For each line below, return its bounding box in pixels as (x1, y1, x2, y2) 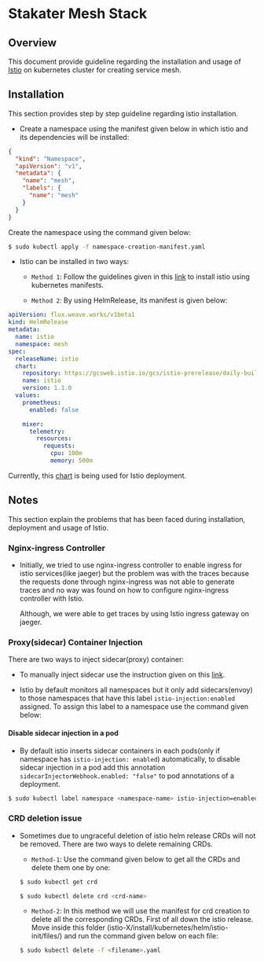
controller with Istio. (19, 594, 84, 604)
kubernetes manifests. (31, 281, 104, 290)
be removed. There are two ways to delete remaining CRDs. (19, 839, 214, 849)
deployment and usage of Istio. (8, 523, 108, 532)
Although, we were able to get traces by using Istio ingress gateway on (19, 609, 250, 619)
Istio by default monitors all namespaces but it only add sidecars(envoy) (19, 685, 253, 695)
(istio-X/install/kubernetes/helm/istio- (107, 923, 229, 932)
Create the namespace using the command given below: (8, 227, 191, 237)
